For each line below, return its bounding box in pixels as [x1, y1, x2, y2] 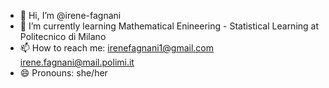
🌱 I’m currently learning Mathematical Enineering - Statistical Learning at [19, 20, 320, 32]
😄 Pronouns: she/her [19, 67, 108, 79]
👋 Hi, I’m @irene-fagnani [19, 10, 122, 21]
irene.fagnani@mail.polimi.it [19, 56, 135, 68]
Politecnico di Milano [19, 31, 107, 42]
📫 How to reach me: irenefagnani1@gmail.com [19, 42, 214, 54]
